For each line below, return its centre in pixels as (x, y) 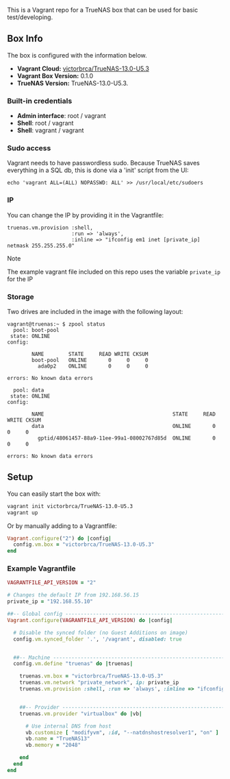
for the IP (20, 279)
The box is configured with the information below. (77, 55)
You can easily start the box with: (54, 494)
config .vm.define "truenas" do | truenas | (73, 664)
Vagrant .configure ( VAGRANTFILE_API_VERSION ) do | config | (90, 620)
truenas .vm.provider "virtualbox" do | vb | (81, 714)
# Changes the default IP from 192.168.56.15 (73, 595)
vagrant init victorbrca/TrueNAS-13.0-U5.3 (70, 506)
